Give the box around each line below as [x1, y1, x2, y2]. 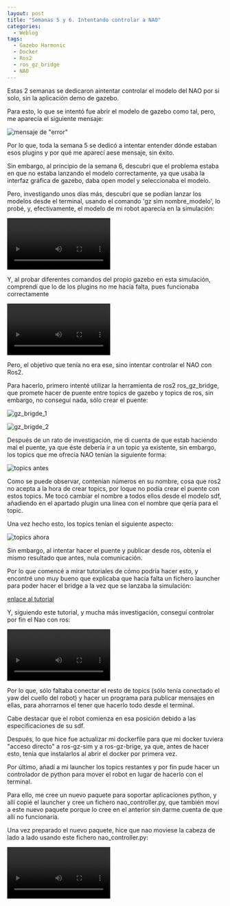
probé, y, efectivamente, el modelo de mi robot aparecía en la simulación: [7, 204, 215, 212]
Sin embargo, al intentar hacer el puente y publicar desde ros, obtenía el [7, 546, 211, 554]
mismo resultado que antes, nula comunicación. [7, 553, 143, 562]
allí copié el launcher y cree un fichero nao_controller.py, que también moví [7, 798, 220, 806]
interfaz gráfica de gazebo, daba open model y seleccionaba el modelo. [7, 176, 211, 184]
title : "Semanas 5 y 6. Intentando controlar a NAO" [7, 16, 161, 23]
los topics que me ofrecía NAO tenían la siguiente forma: [7, 450, 167, 458]
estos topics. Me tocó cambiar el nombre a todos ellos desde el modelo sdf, [7, 491, 222, 500]
